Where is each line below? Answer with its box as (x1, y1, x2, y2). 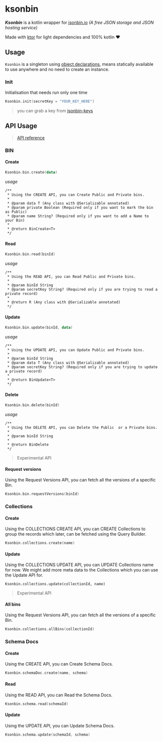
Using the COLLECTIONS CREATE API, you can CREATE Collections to (5, 526, 146, 532)
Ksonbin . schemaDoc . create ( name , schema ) (5, 670, 89, 675)
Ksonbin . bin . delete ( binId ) (5, 403, 60, 408)
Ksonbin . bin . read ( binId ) (5, 252, 55, 257)
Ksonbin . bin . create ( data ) (5, 169, 57, 175)
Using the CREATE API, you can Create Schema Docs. (5, 661, 113, 667)
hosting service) (5, 24, 38, 30)
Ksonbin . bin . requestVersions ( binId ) (5, 492, 79, 497)
